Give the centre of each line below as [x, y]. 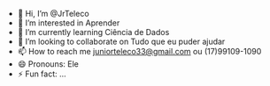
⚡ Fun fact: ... [42, 74]
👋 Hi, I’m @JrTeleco [54, 14]
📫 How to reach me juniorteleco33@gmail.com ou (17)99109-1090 [139, 51]
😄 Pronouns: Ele [48, 64]
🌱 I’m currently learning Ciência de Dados [93, 32]
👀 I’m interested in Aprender [69, 23]
